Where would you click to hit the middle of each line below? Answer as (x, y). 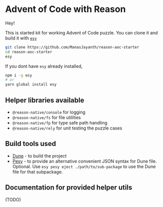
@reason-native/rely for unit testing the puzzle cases (67, 128)
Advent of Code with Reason (66, 9)
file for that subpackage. (38, 171)
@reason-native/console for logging (49, 112)
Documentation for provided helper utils (69, 188)
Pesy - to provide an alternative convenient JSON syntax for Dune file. (84, 161)
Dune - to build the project (39, 155)
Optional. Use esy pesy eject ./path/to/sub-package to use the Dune (84, 166)
